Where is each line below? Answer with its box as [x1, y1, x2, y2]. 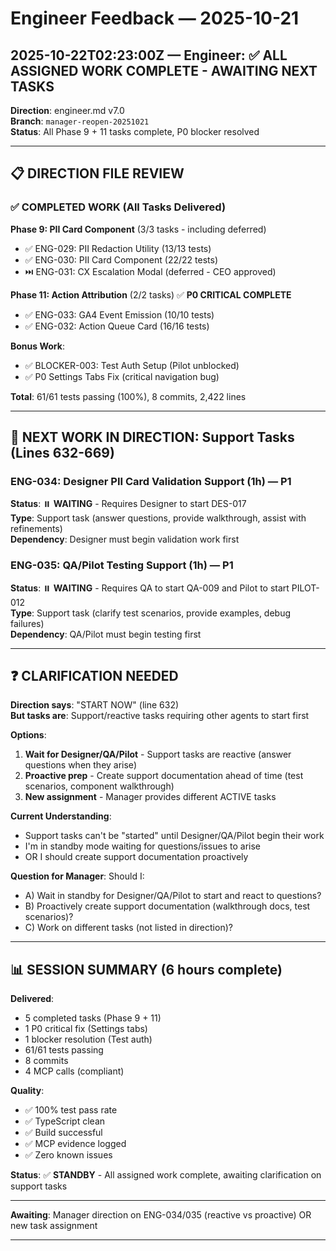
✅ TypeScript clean [24, 1115, 106, 1127]
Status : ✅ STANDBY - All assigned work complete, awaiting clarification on [10, 1169, 322, 1181]
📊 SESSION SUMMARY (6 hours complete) [10, 961, 283, 978]
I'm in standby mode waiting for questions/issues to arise [24, 840, 261, 852]
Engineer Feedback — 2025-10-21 [10, 7, 300, 30]
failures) [10, 617, 45, 629]
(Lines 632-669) [10, 445, 115, 462]
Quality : [10, 1085, 45, 1097]
